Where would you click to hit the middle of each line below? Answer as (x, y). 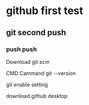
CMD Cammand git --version (41, 73)
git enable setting (27, 84)
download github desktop (37, 96)
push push (21, 49)
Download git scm (28, 62)
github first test (45, 11)
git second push (36, 33)
